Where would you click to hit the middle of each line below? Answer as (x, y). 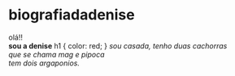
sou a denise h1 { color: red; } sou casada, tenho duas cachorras (118, 45)
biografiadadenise (72, 15)
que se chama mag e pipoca (57, 54)
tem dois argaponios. (44, 63)
